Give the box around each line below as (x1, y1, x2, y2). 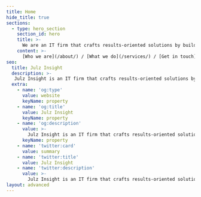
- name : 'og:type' (17, 87, 63, 93)
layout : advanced (6, 182, 50, 188)
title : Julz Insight (11, 64, 63, 71)
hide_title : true (6, 14, 50, 20)
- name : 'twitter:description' (17, 165, 95, 171)
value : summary (22, 148, 60, 154)
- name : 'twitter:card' (17, 142, 77, 149)
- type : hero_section (11, 25, 66, 32)
